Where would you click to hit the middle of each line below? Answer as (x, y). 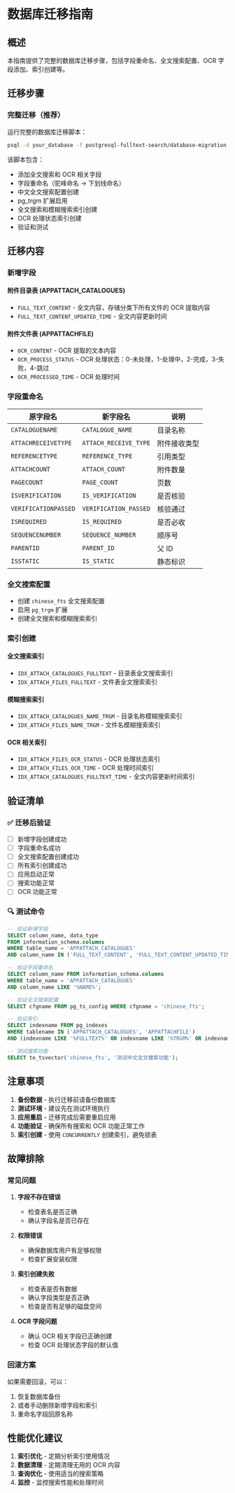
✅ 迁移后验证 (29, 823)
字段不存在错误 (39, 1197)
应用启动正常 (36, 874)
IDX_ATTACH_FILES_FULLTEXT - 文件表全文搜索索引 (87, 682)
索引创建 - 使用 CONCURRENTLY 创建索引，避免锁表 (87, 1134)
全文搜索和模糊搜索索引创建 (57, 209)
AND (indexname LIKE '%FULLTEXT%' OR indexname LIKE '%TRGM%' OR (104, 1039)
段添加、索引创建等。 (38, 69)
